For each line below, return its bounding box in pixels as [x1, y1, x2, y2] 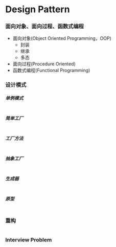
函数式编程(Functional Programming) [12, 68, 90, 74]
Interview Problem [5, 236, 52, 243]
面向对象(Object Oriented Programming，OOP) [12, 35, 111, 41]
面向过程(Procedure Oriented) [12, 61, 76, 67]
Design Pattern [5, 4, 70, 15]
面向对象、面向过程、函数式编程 [5, 23, 84, 30]
